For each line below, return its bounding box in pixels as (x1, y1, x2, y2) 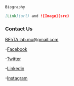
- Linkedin (5, 66, 25, 72)
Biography (5, 4, 26, 9)
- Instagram (5, 75, 28, 81)
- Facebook (5, 46, 28, 52)
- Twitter (5, 56, 21, 62)
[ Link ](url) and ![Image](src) (5, 13, 70, 18)
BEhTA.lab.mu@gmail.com (5, 37, 59, 43)
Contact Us (5, 25, 33, 32)
